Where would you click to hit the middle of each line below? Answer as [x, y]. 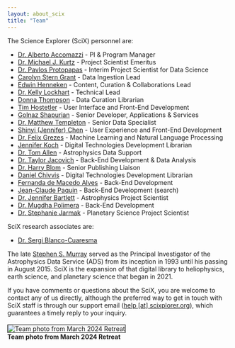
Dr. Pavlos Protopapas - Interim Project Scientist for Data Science [113, 69]
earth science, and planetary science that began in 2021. [90, 276]
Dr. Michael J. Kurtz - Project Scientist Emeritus [87, 62]
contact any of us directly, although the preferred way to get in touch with [115, 298]
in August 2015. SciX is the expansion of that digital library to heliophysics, [116, 269]
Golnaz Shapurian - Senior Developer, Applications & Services [108, 115]
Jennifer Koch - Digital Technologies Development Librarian [105, 145]
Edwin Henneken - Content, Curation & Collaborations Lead [104, 84]
